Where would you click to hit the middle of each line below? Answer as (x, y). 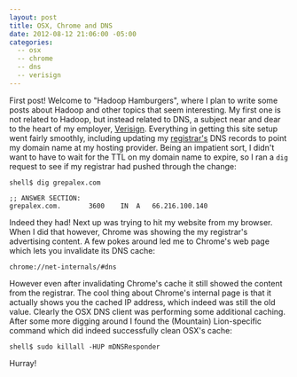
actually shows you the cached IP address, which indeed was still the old (142, 302)
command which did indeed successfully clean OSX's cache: (121, 330)
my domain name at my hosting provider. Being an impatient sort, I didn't (142, 147)
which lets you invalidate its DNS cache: (82, 250)
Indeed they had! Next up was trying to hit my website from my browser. (141, 222)
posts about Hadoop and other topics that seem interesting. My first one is (145, 110)
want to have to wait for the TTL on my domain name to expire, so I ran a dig (148, 157)
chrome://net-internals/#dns (63, 267)
